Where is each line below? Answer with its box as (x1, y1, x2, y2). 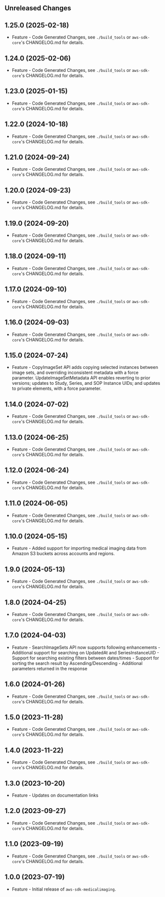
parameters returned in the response (11, 665, 87, 671)
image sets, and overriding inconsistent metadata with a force (11, 369, 139, 376)
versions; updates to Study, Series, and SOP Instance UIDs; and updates (11, 380, 161, 386)
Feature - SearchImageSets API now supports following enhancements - (11, 644, 161, 650)
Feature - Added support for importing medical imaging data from (11, 545, 147, 551)
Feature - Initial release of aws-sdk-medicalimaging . (11, 886, 116, 892)
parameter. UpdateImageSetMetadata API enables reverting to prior (11, 375, 151, 381)
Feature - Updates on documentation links (11, 792, 99, 798)
